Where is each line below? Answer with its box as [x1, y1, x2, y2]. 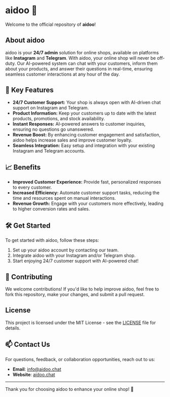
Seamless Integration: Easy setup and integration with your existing [12, 142, 155, 149]
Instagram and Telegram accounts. [12, 148, 86, 154]
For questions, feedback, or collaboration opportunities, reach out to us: [5, 356, 155, 362]
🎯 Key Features [5, 86, 54, 94]
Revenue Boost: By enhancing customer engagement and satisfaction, [12, 131, 161, 137]
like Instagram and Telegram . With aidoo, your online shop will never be [5, 55, 156, 61]
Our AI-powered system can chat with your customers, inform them [17, 60, 158, 66]
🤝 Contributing [5, 272, 53, 281]
